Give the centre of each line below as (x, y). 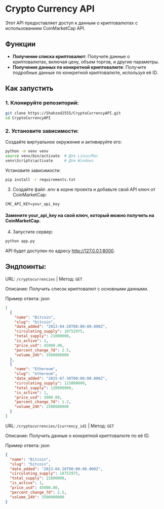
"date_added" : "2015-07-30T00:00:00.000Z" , (61, 378)
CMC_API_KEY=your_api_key (32, 204)
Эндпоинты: (26, 267)
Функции (20, 44)
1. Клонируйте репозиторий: (42, 103)
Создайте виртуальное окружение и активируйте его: (64, 142)
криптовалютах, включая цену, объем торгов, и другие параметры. (86, 62)
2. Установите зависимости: (42, 131)
